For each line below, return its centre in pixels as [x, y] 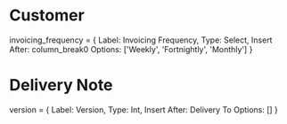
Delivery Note [61, 85]
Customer [47, 15]
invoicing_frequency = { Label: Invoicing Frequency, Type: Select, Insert [141, 40]
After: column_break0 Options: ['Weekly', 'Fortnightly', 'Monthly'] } [131, 49]
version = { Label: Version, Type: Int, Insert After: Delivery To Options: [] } [144, 109]
